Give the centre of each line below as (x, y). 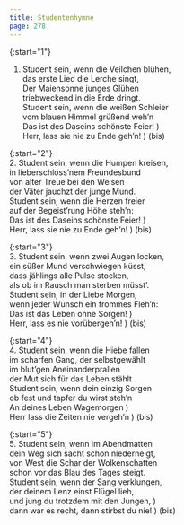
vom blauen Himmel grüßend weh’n (88, 117)
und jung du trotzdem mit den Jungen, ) (83, 501)
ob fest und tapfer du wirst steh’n (71, 398)
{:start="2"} (31, 153)
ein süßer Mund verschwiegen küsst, (78, 266)
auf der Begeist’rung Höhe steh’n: (72, 210)
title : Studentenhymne (52, 17)
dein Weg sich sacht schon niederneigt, (83, 453)
